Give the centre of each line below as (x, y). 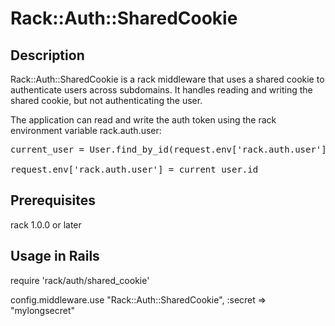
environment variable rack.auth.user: (86, 130)
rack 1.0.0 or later (46, 224)
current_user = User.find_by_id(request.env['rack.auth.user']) (171, 149)
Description (47, 55)
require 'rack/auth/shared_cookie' (80, 280)
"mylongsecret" (43, 310)
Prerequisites (53, 200)
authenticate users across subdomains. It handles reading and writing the (161, 90)
